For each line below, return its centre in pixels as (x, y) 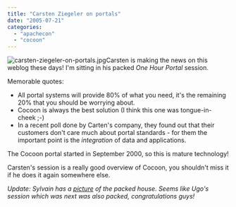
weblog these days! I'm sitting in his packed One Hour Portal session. (108, 68)
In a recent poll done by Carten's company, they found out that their (116, 125)
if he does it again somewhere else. (59, 175)
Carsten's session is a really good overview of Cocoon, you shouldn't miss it (118, 167)
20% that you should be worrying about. (76, 102)
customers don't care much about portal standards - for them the (112, 133)
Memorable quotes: (36, 81)
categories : (25, 27)
